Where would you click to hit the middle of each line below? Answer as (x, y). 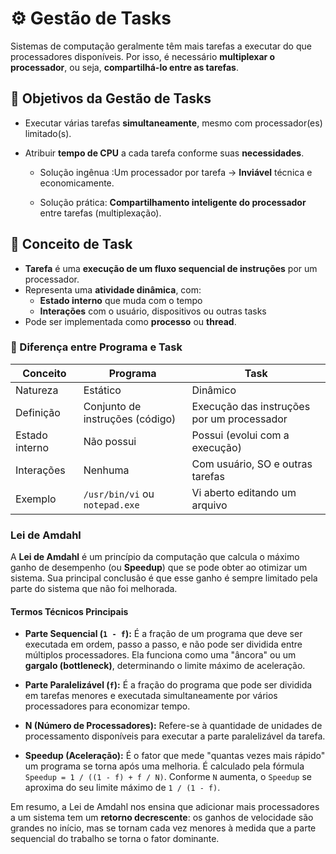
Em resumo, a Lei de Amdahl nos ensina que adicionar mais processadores (165, 807)
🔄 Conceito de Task (71, 244)
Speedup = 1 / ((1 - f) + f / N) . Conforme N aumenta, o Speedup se (168, 777)
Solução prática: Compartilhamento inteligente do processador (173, 202)
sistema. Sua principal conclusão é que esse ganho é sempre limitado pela (164, 578)
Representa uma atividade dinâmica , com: (113, 289)
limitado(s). (48, 133)
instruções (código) (130, 419)
